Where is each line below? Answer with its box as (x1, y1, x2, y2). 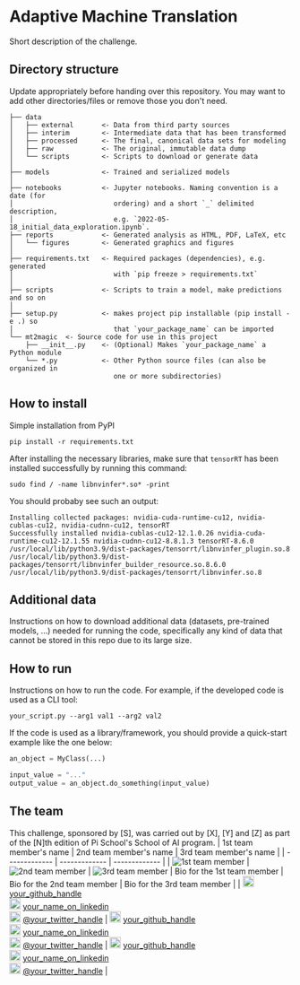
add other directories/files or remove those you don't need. (9, 95, 228, 106)
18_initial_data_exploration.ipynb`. (9, 222, 150, 231)
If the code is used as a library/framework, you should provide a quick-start (9, 728, 287, 738)
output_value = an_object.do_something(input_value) (9, 779, 210, 788)
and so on (9, 293, 47, 302)
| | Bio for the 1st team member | (88, 866, 284, 876)
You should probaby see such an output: (9, 495, 159, 506)
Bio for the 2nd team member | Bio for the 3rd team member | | (9, 878, 241, 889)
